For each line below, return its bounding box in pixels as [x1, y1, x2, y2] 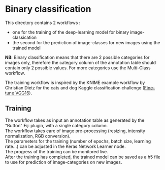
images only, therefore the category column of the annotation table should [5, 59, 156, 65]
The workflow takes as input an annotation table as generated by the [5, 117, 145, 123]
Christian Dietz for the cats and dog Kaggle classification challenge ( [5, 85, 144, 90]
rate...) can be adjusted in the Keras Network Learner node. [5, 143, 126, 149]
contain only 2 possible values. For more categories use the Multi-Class [5, 65, 151, 71]
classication [12, 34, 37, 40]
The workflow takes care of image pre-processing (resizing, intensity [5, 128, 145, 134]
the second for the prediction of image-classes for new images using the [12, 39, 161, 45]
